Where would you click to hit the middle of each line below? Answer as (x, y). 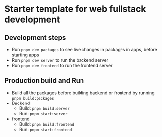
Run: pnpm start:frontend (45, 129)
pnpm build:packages (33, 98)
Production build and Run (44, 81)
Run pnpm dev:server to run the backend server (60, 60)
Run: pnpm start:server (43, 113)
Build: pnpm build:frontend (47, 124)
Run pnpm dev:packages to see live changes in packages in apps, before (84, 50)
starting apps (25, 55)
